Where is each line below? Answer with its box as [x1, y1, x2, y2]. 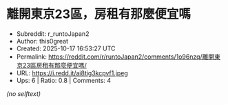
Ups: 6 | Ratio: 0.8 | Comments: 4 [16, 76, 112, 84]
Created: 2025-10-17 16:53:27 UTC [16, 44, 116, 52]
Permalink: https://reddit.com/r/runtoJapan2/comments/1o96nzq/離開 [16, 52, 215, 61]
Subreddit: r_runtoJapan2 [16, 29, 90, 38]
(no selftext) [6, 89, 41, 97]
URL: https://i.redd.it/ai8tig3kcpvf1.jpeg [16, 68, 128, 77]
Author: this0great [16, 37, 69, 45]
